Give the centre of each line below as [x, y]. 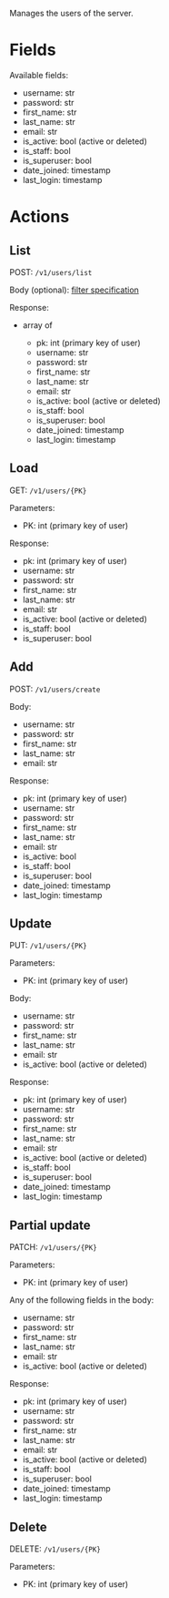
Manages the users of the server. [71, 13]
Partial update [50, 1225]
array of [37, 325]
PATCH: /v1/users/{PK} [53, 1247]
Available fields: [39, 75]
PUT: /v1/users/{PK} [49, 946]
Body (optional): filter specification [74, 290]
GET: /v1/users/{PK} [48, 490]
